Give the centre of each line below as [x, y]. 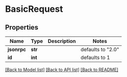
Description [62, 41]
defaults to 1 [95, 58]
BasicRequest [34, 9]
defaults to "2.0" [100, 49]
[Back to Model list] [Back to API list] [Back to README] [62, 70]
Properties [22, 27]
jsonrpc [17, 49]
